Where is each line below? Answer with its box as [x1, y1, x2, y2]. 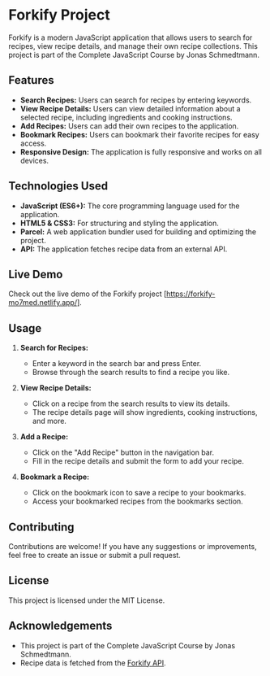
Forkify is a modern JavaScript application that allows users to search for [8, 33, 253, 42]
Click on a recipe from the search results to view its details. [32, 399, 230, 408]
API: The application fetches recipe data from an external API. [19, 244, 228, 254]
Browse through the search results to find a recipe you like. [32, 368, 229, 377]
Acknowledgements [8, 619, 113, 633]
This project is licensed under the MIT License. [8, 595, 165, 605]
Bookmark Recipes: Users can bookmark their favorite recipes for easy [19, 129, 259, 139]
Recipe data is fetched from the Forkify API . [19, 657, 166, 668]
